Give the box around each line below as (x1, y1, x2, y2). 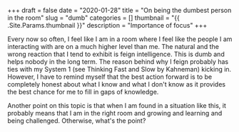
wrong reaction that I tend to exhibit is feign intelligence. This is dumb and (7, 50, 225, 58)
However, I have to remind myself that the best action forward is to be (7, 72, 213, 81)
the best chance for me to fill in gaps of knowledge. (7, 88, 159, 96)
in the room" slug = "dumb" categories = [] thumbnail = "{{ (7, 13, 180, 22)
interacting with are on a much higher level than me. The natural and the (7, 43, 220, 50)
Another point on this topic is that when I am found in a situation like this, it (7, 101, 226, 109)
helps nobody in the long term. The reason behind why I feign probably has (7, 57, 229, 66)
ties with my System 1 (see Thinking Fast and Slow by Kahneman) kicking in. (7, 65, 232, 73)
